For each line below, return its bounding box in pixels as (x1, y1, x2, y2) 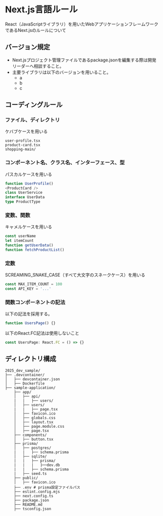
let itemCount (5, 238, 34, 243)
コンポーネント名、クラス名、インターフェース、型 (5, 159, 125, 166)
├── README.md (14, 502, 43, 507)
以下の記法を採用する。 (5, 311, 52, 317)
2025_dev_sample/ (5, 368, 41, 373)
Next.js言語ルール (5, 4, 78, 15)
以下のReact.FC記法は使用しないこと (5, 330, 80, 336)
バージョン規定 (5, 43, 50, 52)
